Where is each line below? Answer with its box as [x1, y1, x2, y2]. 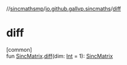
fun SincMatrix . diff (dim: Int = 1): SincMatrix [6, 52, 113, 60]
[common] [6, 46, 32, 53]
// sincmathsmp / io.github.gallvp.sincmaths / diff [6, 5, 121, 12]
